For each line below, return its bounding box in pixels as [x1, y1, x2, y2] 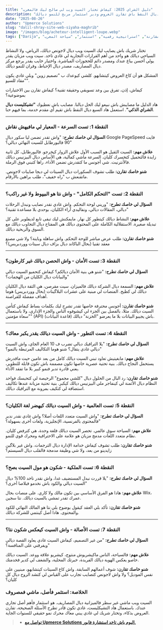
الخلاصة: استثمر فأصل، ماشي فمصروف [5, 588, 88, 595]
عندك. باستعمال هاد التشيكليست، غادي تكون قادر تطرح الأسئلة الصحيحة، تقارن [5, 605, 146, 611]
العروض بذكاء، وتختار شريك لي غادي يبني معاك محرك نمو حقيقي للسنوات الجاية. [5, 610, 150, 616]
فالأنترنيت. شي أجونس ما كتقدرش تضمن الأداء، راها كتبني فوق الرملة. [5, 159, 130, 165]
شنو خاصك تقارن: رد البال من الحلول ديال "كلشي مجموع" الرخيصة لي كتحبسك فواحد [5, 375, 158, 381]
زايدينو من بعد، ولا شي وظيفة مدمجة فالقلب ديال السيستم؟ [5, 448, 112, 453]
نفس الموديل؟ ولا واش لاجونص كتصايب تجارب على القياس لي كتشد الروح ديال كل [5, 571, 153, 577]
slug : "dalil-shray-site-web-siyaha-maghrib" [5, 25, 99, 30]
